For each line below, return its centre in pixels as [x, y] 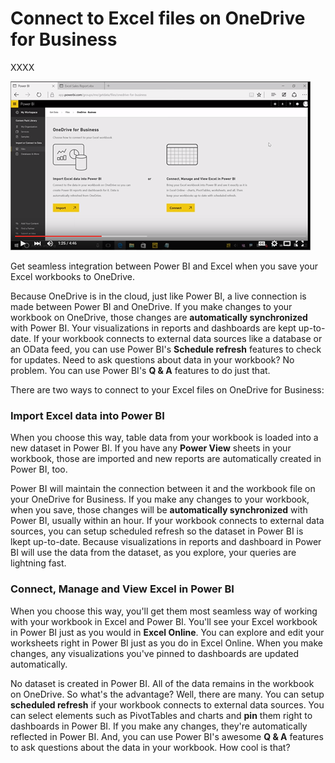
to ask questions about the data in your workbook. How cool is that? [150, 747]
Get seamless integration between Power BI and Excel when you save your [164, 266]
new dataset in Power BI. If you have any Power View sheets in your [151, 448]
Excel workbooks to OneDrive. [72, 276]
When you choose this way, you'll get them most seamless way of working [164, 611]
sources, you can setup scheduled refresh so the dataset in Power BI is [157, 531]
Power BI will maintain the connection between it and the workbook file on [163, 489]
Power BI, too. [39, 469]
